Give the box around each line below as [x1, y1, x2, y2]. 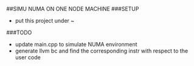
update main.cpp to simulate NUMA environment [15, 41, 138, 48]
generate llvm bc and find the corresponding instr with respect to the [15, 47, 189, 54]
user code [15, 54, 41, 61]
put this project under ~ [15, 17, 75, 24]
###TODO [6, 29, 32, 36]
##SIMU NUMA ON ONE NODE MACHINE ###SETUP [6, 5, 139, 12]
